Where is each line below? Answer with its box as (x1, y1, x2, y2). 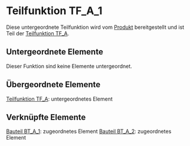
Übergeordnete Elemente (6, 79, 101, 89)
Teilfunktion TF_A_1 (6, 4, 103, 18)
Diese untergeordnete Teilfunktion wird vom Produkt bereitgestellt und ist (6, 24, 185, 31)
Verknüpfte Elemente (6, 112, 86, 122)
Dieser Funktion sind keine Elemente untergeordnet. (6, 62, 133, 69)
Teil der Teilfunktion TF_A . (6, 29, 70, 36)
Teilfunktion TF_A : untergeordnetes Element (6, 95, 113, 102)
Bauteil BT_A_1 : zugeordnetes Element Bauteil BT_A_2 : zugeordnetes (6, 128, 172, 135)
